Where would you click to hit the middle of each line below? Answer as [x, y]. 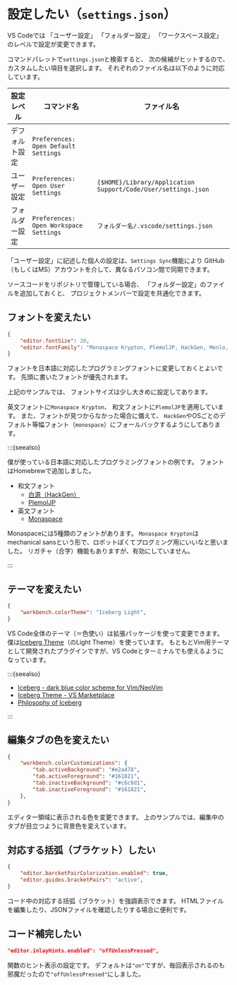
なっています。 [29, 659]
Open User [48, 185]
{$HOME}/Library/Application [146, 182]
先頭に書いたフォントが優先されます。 [76, 377]
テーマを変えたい [44, 589]
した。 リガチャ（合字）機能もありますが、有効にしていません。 [101, 551]
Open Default [54, 146]
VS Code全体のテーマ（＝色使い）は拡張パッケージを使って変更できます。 [115, 633]
